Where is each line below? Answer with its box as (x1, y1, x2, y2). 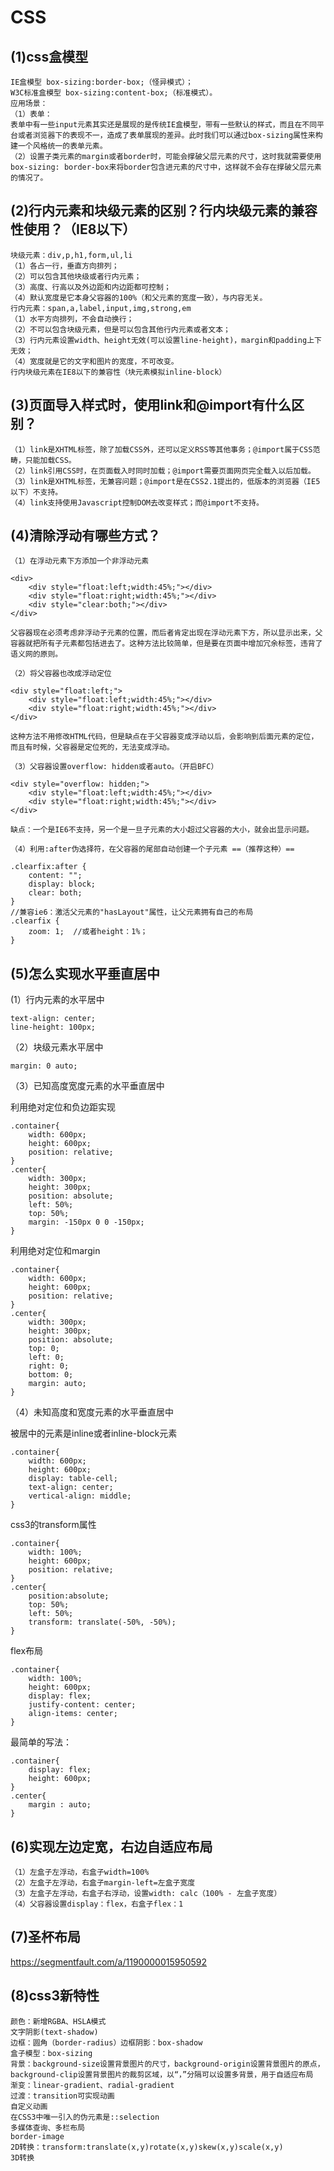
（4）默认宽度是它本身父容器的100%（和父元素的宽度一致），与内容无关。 (10, 292, 268, 303)
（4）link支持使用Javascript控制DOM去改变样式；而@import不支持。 (10, 497, 264, 508)
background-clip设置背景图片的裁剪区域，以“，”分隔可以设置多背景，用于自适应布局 (10, 2069, 314, 2080)
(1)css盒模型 (10, 48, 89, 65)
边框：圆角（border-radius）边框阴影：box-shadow (10, 2037, 203, 2048)
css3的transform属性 (10, 1519, 97, 1531)
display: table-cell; (28, 1474, 118, 1484)
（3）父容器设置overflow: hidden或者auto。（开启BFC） (10, 762, 219, 772)
